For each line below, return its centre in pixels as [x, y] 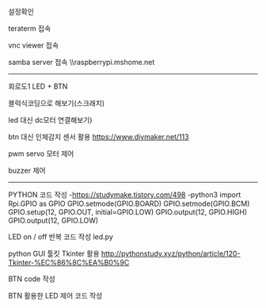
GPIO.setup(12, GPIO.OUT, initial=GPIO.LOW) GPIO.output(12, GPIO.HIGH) [128, 212]
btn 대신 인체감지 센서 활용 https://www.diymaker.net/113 [99, 137]
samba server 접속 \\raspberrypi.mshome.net [82, 62]
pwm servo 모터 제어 [41, 154]
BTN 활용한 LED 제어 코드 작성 [55, 296]
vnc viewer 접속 [34, 45]
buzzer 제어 [27, 170]
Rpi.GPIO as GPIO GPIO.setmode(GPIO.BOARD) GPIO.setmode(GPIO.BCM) [129, 203]
